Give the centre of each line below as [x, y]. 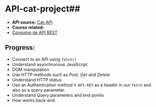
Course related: [28, 27]
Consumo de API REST [35, 32]
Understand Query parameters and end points [58, 95]
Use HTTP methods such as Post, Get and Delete [61, 74]
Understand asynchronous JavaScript [50, 64]
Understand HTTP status [37, 80]
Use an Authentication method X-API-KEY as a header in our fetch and [81, 85]
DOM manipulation [30, 69]
